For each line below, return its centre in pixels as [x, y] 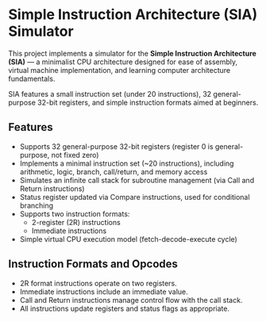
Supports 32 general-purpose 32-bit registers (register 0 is [116, 146]
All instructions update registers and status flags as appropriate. [125, 308]
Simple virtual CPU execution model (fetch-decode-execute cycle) [129, 239]
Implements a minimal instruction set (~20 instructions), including [127, 163]
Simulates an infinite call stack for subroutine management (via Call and [137, 180]
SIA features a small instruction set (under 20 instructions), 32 [110, 94]
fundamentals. [32, 78]
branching [37, 205]
